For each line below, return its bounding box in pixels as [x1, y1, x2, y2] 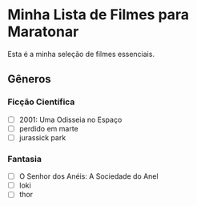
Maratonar [7, 22, 79, 41]
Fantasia [7, 153, 42, 164]
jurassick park [18, 132, 66, 142]
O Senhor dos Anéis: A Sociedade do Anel [18, 172, 159, 181]
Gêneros [7, 72, 51, 86]
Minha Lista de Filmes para [7, 6, 190, 24]
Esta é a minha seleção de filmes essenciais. [7, 49, 155, 59]
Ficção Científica [7, 96, 75, 107]
